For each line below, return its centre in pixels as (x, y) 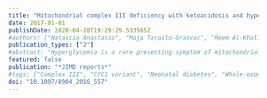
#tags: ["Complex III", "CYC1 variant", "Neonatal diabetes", (113, 74)
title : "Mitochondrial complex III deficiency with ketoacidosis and (126, 15)
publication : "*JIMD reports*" (60, 67)
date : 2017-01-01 (37, 23)
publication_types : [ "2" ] (51, 45)
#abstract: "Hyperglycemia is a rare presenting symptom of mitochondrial (135, 52)
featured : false (35, 60)
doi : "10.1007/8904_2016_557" (58, 81)
